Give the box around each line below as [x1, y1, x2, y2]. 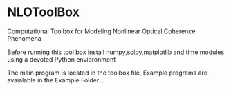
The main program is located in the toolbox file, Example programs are [7, 69, 207, 77]
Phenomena [7, 34, 41, 42]
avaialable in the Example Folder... [7, 75, 104, 84]
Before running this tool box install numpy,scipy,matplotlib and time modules [7, 48, 225, 56]
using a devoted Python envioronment [7, 55, 116, 63]
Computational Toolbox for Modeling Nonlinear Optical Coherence [7, 27, 196, 35]
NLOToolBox [7, 4, 80, 20]
